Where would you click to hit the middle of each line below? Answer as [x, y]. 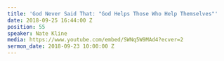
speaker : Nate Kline [38, 33]
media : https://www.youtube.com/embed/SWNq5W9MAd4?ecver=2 [95, 40]
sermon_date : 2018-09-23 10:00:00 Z [61, 46]
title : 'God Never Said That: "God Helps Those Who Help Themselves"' [113, 14]
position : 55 [26, 27]
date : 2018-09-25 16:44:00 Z [50, 20]
